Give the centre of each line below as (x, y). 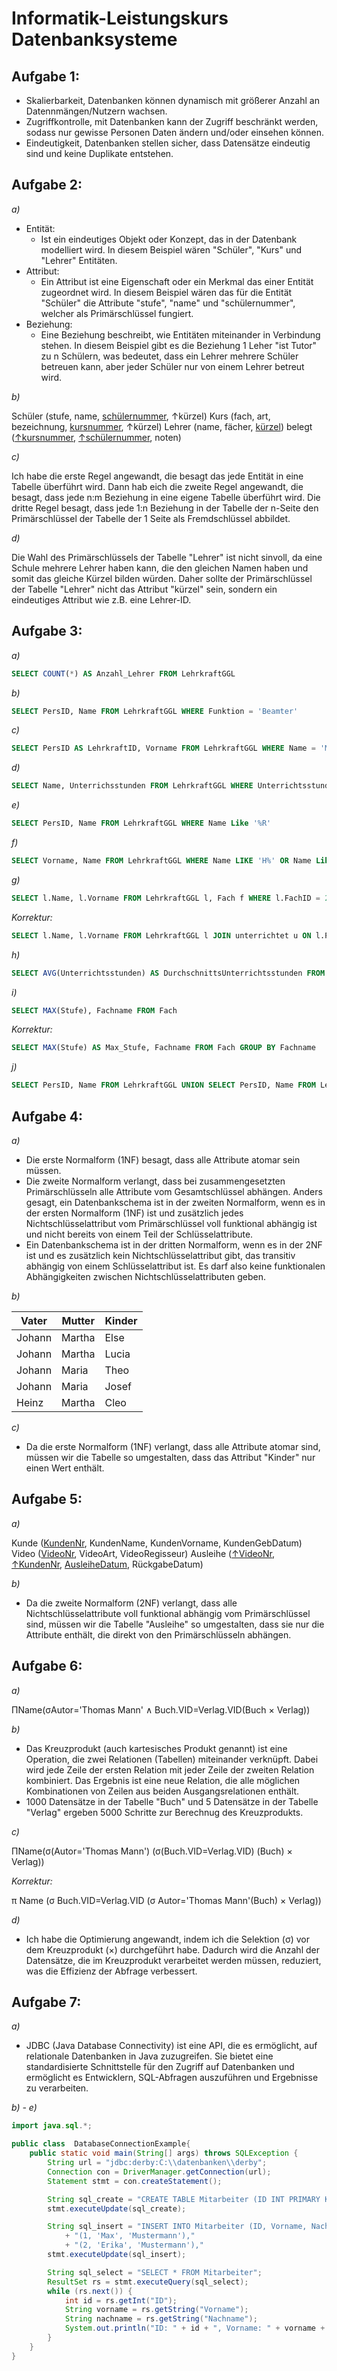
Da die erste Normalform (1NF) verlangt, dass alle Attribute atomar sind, (173, 1446)
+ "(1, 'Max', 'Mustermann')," (130, 2236)
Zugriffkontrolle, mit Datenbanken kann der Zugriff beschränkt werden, (172, 121)
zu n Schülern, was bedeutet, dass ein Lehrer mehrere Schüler (169, 356)
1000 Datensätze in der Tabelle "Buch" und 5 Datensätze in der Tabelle (172, 1801)
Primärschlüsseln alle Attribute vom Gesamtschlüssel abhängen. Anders (174, 1191)
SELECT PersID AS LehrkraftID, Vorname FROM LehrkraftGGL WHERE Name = (163, 748)
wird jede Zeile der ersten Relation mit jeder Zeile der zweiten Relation (170, 1769)
